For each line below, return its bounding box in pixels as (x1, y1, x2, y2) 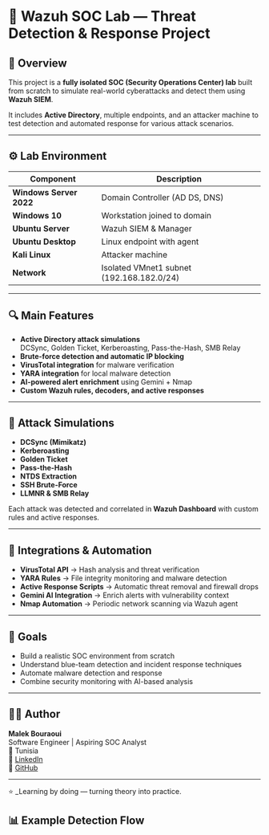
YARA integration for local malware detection (19, 369, 171, 378)
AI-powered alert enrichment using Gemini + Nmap (19, 377, 193, 386)
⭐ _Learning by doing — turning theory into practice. (8, 786, 182, 796)
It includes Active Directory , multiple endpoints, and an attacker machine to (8, 110, 259, 120)
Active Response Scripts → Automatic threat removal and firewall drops (19, 582, 259, 592)
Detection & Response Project (8, 24, 211, 43)
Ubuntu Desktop (12, 236, 76, 247)
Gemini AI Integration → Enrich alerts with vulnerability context (19, 590, 230, 601)
